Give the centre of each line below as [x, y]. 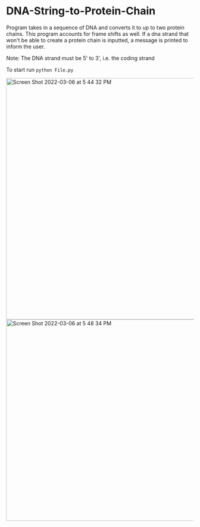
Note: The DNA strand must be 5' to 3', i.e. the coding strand [80, 58]
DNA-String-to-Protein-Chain [81, 11]
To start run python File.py [40, 69]
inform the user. [26, 47]
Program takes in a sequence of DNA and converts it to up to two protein [95, 27]
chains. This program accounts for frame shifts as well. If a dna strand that [98, 33]
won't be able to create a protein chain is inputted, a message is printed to [97, 40]
